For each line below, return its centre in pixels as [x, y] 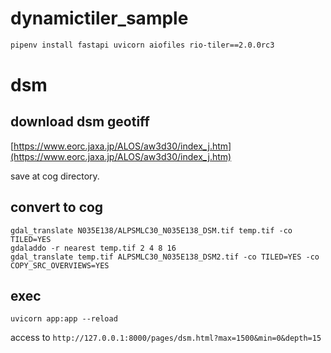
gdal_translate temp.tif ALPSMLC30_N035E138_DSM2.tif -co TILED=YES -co [165, 257]
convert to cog [57, 207]
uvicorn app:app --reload [64, 319]
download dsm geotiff [80, 122]
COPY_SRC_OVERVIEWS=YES [60, 265]
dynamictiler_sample [99, 18]
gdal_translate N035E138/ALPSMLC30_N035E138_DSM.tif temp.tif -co [151, 230]
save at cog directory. [55, 176]
